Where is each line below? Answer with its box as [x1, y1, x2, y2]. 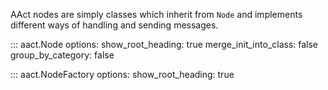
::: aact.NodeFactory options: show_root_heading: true [10, 69, 235, 80]
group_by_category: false [10, 49, 115, 61]
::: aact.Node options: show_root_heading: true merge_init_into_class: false [10, 39, 319, 50]
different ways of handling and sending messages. [10, 19, 219, 31]
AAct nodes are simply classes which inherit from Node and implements [10, 9, 303, 20]
